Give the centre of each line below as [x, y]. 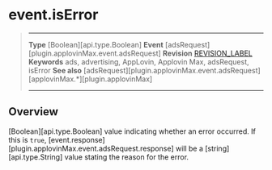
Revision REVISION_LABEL [208, 53]
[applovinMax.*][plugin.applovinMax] [90, 79]
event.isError [53, 15]
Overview [34, 112]
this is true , [28, 139]
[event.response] [76, 139]
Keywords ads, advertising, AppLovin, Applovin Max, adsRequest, [138, 61]
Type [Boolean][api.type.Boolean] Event [96, 44]
